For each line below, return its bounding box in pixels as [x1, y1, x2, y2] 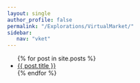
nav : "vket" [16, 36, 51, 43]
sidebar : [7, 29, 32, 36]
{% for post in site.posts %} [17, 54, 97, 62]
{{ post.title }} [17, 62, 57, 70]
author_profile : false [7, 16, 72, 23]
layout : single [7, 10, 51, 17]
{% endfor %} [17, 69, 57, 78]
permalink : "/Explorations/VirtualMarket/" [7, 23, 134, 29]
